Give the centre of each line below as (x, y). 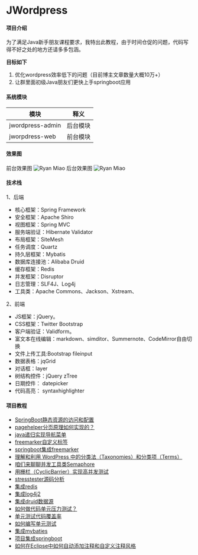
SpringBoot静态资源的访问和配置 (54, 420)
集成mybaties (31, 531)
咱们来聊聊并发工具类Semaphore (55, 464)
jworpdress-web (33, 136)
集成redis (26, 487)
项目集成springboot (38, 538)
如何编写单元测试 (35, 524)
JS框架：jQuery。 (36, 316)
